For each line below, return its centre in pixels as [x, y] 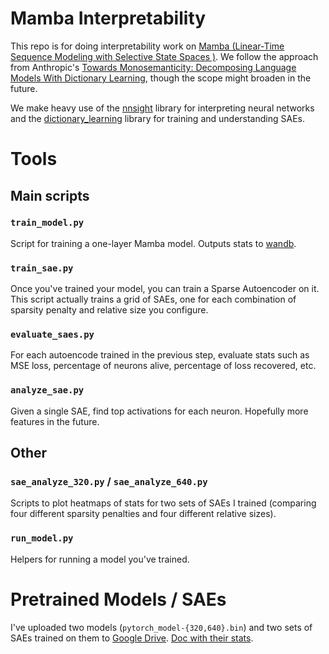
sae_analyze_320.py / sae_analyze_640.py [109, 482]
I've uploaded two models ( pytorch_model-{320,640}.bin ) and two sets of [161, 627]
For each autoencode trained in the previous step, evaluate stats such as [160, 355]
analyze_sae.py [47, 390]
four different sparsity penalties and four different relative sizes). [143, 514]
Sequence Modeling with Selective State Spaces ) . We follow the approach [164, 56]
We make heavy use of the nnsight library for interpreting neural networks [162, 108]
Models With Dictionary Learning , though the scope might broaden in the [161, 78]
